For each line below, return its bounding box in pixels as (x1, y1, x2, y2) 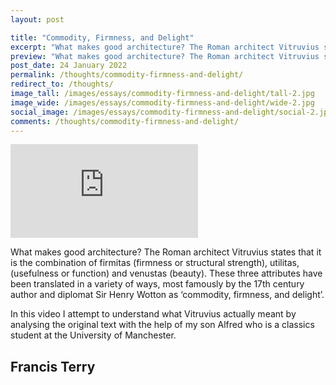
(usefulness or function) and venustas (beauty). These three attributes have (10, 267, 323, 280)
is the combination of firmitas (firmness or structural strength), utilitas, (10, 257, 300, 269)
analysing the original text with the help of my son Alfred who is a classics (10, 319, 315, 331)
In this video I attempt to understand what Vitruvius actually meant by (10, 308, 297, 320)
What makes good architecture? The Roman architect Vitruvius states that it (10, 246, 322, 258)
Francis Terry (10, 358, 96, 375)
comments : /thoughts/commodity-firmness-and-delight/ (10, 116, 240, 126)
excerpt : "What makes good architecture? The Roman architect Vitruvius (10, 42, 320, 52)
